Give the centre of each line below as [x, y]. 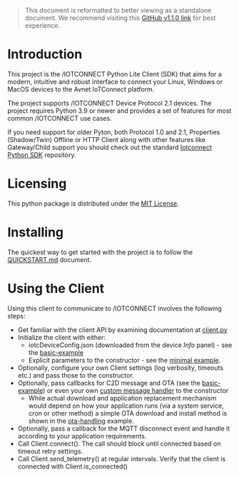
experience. [42, 25]
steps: [16, 316]
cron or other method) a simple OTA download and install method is [128, 413]
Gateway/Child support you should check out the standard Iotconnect [110, 147]
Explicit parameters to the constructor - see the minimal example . [124, 360]
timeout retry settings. [50, 451]
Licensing [37, 184]
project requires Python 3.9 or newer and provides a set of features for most [119, 111]
